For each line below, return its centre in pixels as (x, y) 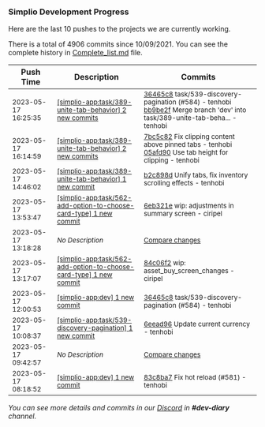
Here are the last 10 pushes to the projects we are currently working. (119, 29)
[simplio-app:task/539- (94, 320)
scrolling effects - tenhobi (184, 183)
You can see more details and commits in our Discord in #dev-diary (119, 408)
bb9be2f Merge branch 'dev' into (195, 110)
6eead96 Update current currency (197, 324)
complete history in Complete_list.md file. (76, 53)
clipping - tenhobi (171, 161)
